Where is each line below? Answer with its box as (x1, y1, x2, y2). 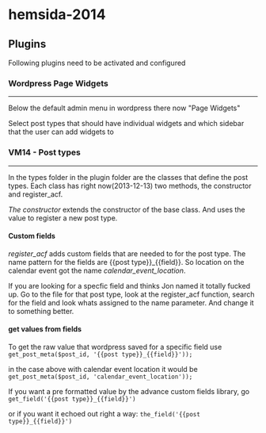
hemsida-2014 (8, 6, 106, 24)
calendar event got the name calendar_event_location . (8, 266, 186, 275)
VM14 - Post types (8, 147, 81, 158)
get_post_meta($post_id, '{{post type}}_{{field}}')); (8, 351, 193, 358)
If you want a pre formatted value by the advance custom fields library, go (8, 387, 250, 396)
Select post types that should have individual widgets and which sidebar (8, 119, 245, 128)
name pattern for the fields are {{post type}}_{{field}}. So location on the (8, 257, 245, 266)
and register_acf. (8, 189, 63, 199)
